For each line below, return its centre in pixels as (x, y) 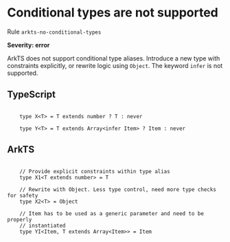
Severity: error (28, 45)
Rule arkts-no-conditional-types (54, 32)
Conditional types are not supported (113, 13)
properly (20, 219)
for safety (23, 195)
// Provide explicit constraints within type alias (95, 171)
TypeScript (32, 95)
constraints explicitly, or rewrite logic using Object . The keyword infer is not (115, 65)
